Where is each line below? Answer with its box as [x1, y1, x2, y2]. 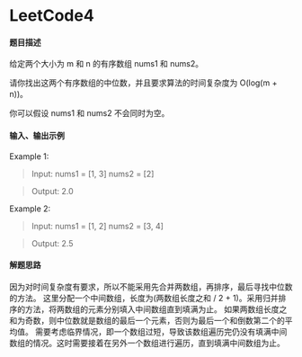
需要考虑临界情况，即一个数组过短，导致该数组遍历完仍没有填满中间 [34, 326, 288, 337]
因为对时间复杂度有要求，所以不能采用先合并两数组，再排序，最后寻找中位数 [9, 281, 293, 292]
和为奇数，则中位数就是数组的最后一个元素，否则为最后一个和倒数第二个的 [9, 315, 285, 326]
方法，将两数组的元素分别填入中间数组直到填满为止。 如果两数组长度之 [24, 303, 288, 315]
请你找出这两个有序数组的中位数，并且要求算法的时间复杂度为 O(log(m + [9, 77, 278, 88]
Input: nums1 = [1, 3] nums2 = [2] [31, 168, 155, 179]
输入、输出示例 [9, 129, 65, 140]
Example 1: [9, 150, 49, 162]
